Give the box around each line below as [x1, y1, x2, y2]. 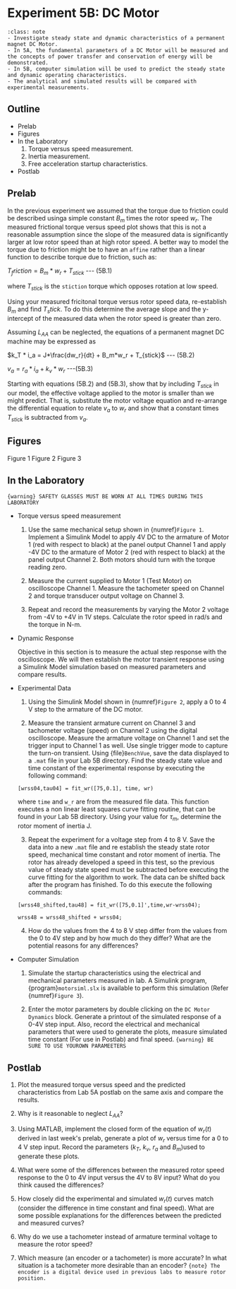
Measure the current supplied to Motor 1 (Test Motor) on [27, 577, 192, 585]
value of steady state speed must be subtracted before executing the [27, 866, 229, 874]
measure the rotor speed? [17, 1240, 93, 1248]
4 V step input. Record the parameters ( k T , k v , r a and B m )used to [17, 1143, 206, 1153]
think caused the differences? [17, 1181, 104, 1189]
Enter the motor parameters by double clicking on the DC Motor [27, 1005, 210, 1013]
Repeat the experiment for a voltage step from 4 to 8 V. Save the [27, 835, 216, 844]
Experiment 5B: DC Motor [7, 5, 160, 21]
